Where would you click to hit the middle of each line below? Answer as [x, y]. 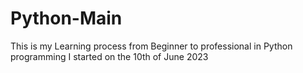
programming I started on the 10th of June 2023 [109, 56]
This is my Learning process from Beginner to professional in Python [151, 46]
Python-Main [66, 18]
